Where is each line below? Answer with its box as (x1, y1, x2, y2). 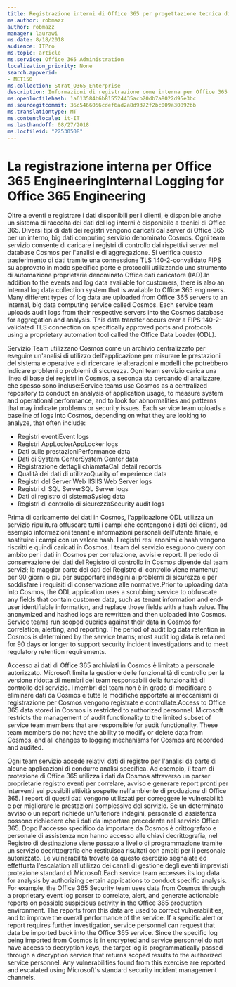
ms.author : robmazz (7, 17, 65, 24)
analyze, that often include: (7, 419, 86, 427)
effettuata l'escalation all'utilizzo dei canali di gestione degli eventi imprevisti (7, 861, 229, 870)
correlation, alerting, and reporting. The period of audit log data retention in (7, 625, 225, 634)
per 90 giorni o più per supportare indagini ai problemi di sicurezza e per (7, 573, 218, 582)
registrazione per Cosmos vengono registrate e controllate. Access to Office (7, 698, 226, 707)
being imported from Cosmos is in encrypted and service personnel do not (7, 936, 223, 945)
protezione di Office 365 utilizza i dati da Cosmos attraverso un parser (7, 772, 211, 780)
